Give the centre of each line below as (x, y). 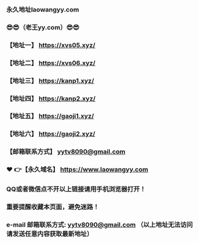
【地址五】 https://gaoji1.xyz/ (50, 116)
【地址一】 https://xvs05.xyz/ (51, 45)
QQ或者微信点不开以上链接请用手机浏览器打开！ (76, 189)
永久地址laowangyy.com (43, 9)
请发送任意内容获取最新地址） (50, 233)
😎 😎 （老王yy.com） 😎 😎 (43, 27)
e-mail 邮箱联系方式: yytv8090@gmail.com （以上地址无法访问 (99, 224)
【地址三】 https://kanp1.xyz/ (50, 81)
